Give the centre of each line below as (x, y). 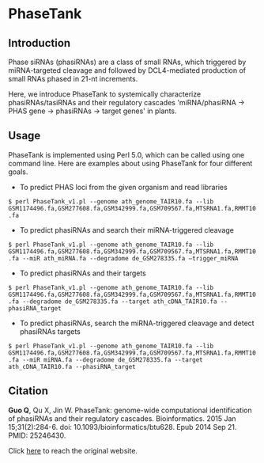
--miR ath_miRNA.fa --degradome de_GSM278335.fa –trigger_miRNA (130, 258)
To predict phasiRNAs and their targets (83, 273)
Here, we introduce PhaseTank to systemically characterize (105, 94)
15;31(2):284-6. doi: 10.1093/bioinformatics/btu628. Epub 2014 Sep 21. (123, 427)
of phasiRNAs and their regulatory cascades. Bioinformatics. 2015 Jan (122, 418)
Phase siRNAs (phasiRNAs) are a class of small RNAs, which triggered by (127, 62)
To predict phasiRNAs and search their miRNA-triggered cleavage (127, 230)
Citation (28, 391)
